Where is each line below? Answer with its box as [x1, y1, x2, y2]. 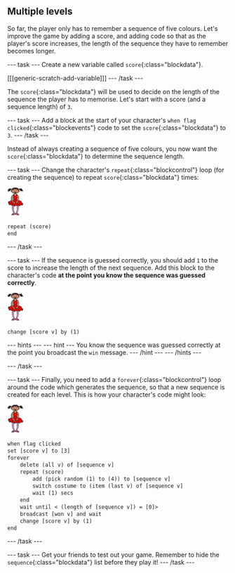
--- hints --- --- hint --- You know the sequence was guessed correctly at [7, 341, 221, 349]
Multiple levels [7, 6, 73, 18]
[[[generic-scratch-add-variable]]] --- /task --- [7, 74, 144, 82]
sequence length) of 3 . [7, 102, 72, 111]
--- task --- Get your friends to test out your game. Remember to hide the [7, 551, 220, 559]
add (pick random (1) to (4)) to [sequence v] [32, 475, 171, 482]
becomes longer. [7, 46, 56, 55]
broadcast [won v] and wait [20, 511, 102, 518]
